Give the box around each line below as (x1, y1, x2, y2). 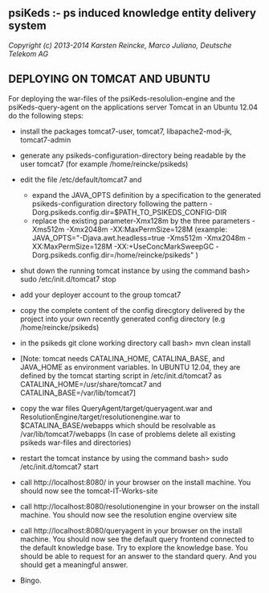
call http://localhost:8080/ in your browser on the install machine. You (19, 477, 251, 487)
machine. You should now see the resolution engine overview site (19, 510, 238, 520)
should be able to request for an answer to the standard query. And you (19, 551, 257, 561)
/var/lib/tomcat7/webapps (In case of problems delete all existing (19, 429, 236, 439)
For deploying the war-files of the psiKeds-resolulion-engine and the (8, 93, 235, 103)
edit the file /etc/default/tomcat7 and (19, 175, 142, 184)
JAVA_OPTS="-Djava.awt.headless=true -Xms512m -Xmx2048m (31, 233, 247, 242)
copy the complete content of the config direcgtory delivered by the (19, 305, 245, 315)
